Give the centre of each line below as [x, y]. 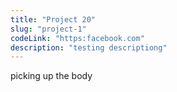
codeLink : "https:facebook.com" [77, 38]
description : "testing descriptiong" [89, 47]
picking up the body [51, 76]
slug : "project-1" [48, 29]
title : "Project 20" [53, 19]
